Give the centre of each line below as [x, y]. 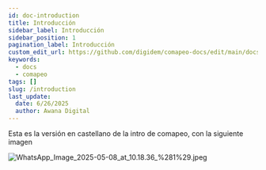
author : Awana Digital [53, 111]
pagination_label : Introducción [61, 45]
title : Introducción [42, 23]
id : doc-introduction [44, 15]
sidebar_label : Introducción [56, 30]
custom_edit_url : [37, 52]
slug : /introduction [42, 89]
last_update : [30, 96]
